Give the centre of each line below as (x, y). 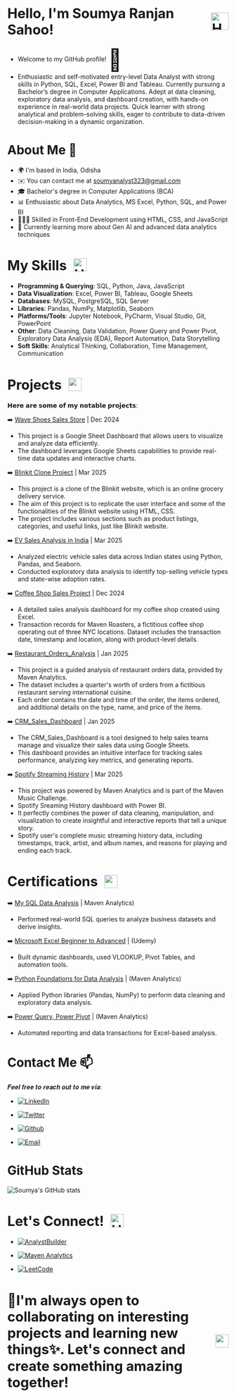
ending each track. (45, 851)
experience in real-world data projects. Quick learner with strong (111, 106)
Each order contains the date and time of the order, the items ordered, (119, 700)
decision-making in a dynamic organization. (81, 121)
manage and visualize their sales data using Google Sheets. (104, 745)
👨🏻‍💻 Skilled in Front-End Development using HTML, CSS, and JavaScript (123, 219)
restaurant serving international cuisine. (75, 692)
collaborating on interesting (98, 1316)
